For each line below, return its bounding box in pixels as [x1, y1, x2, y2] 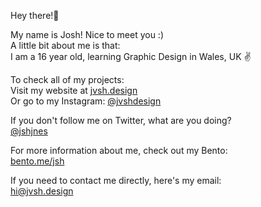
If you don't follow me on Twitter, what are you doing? [10, 115, 232, 126]
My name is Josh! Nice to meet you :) [10, 29, 165, 40]
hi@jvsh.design [10, 185, 74, 197]
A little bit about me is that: [10, 40, 121, 51]
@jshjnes [10, 125, 48, 137]
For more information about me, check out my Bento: [10, 145, 228, 156]
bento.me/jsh [10, 155, 65, 167]
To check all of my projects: [10, 74, 125, 85]
